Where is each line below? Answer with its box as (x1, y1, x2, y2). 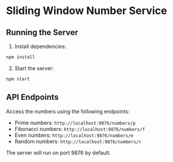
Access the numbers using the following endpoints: (6, 108, 130, 115)
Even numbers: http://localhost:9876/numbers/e (14, 132, 134, 139)
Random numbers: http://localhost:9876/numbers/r (14, 137, 142, 144)
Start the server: (14, 64, 54, 71)
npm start (6, 76, 30, 82)
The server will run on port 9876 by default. (6, 149, 111, 156)
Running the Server (6, 27, 78, 37)
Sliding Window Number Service (6, 4, 168, 18)
